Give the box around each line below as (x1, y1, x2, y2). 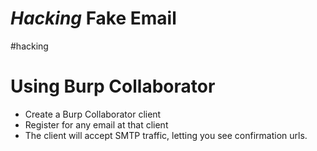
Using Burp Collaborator (10, 75, 216, 98)
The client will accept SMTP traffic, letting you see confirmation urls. (24, 129, 308, 141)
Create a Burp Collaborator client (24, 108, 162, 120)
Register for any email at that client (24, 118, 169, 131)
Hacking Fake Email (10, 7, 177, 30)
